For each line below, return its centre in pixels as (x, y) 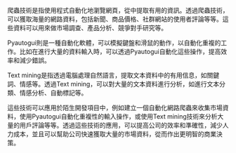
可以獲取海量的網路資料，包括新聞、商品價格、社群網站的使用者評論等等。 (115, 19)
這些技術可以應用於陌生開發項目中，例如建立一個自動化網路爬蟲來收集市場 (115, 108)
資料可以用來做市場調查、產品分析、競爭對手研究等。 (90, 28)
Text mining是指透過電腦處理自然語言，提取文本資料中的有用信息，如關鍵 (113, 75)
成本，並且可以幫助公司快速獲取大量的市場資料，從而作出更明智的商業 (114, 134)
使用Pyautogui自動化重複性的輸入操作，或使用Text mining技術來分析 (118, 117)
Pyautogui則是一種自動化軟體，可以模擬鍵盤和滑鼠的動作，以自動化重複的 (114, 43)
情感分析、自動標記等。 (53, 93)
